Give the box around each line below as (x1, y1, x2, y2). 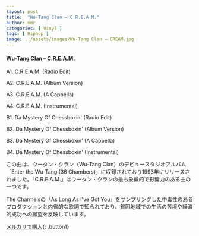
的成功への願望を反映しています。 (6, 210, 89, 218)
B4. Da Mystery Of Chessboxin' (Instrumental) (6, 149, 119, 156)
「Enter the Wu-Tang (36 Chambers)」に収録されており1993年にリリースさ (6, 168, 190, 175)
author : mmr (6, 20, 36, 26)
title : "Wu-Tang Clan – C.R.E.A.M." (6, 14, 100, 20)
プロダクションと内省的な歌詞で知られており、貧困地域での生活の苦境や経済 (6, 203, 193, 210)
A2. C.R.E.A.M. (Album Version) (6, 80, 83, 87)
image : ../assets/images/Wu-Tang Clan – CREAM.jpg (6, 36, 134, 42)
